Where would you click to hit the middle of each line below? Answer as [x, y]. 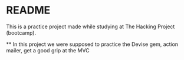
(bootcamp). [21, 32]
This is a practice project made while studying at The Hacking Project [91, 26]
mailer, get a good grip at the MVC [48, 50]
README [28, 10]
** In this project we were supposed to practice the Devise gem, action [92, 44]
